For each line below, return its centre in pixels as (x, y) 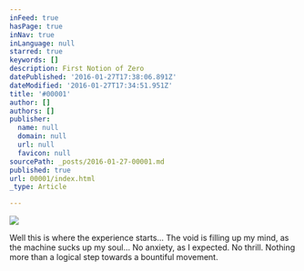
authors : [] (32, 111)
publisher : (30, 119)
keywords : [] (34, 60)
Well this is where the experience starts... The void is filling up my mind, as (149, 238)
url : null (36, 145)
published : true (40, 170)
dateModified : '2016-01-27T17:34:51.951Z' (91, 85)
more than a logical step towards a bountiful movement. (114, 257)
